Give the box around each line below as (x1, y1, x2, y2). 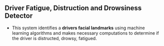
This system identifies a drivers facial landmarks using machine (11, 25, 145, 31)
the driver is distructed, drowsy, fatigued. (11, 35, 97, 41)
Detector (4, 12, 33, 20)
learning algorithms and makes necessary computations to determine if (11, 30, 159, 36)
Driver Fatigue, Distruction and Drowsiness (4, 4, 142, 12)
